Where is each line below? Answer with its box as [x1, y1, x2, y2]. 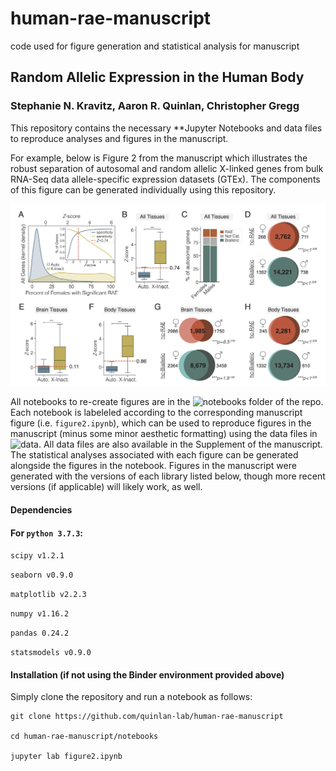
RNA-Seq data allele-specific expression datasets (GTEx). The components [10, 173, 321, 185]
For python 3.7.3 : [10, 527, 84, 539]
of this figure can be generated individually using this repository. [10, 183, 277, 196]
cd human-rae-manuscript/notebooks [10, 732, 159, 742]
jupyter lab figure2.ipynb [10, 752, 123, 762]
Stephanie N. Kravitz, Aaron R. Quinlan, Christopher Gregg [10, 99, 300, 113]
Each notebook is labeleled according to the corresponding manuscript [10, 407, 303, 419]
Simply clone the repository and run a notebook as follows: [10, 691, 253, 703]
